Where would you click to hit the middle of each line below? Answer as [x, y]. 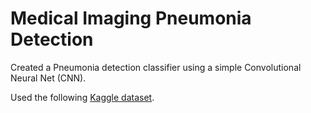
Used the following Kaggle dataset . [82, 97]
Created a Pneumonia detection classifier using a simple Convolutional [156, 67]
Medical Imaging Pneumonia [131, 18]
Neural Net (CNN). [48, 78]
